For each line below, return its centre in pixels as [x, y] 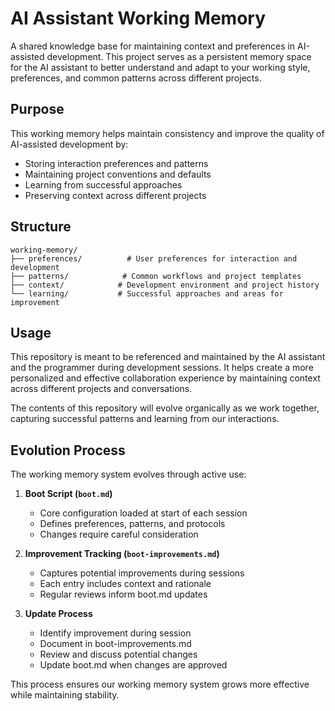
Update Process [58, 614]
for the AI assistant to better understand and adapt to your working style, [160, 67]
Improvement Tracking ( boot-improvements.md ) [122, 554]
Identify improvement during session [115, 633]
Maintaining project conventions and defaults [118, 174]
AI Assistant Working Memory [138, 18]
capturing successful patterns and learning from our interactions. [145, 419]
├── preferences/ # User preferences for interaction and [154, 258]
